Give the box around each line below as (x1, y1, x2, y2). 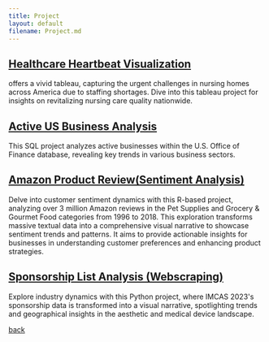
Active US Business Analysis (8, 119, 157, 133)
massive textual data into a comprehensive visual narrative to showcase (8, 220, 249, 230)
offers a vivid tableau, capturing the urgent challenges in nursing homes (8, 79, 250, 89)
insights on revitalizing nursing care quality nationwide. (8, 96, 193, 106)
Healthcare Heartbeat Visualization (8, 57, 192, 71)
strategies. (8, 246, 45, 256)
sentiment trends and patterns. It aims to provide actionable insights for (8, 229, 248, 239)
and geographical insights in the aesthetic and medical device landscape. (8, 309, 254, 318)
